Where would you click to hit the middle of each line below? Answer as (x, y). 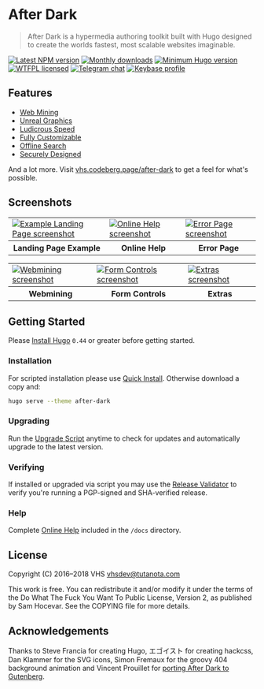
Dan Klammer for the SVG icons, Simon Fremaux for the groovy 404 (118, 660)
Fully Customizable (50, 137)
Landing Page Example (57, 248)
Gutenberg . (27, 676)
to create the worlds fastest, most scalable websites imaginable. (131, 44)
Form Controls (139, 293)
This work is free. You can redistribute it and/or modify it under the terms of (131, 590)
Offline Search (43, 145)
